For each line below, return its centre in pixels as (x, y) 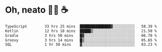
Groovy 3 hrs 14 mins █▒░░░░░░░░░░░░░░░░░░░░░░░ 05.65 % (81, 40)
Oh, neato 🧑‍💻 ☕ (37, 10)
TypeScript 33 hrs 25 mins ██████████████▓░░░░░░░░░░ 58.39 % (81, 26)
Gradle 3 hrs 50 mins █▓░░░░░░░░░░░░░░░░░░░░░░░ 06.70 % (81, 35)
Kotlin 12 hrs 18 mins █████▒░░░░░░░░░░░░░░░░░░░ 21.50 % (81, 31)
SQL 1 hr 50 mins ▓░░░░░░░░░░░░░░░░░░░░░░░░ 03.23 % (81, 45)
